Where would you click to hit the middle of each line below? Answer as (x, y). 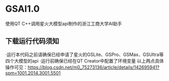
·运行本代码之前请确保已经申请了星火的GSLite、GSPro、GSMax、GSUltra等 (84, 55)
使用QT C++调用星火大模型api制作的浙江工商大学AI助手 (64, 23)
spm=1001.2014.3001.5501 (33, 73)
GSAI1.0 (22, 9)
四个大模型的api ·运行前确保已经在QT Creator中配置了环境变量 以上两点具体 (85, 61)
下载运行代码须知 (32, 41)
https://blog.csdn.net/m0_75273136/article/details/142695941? (94, 67)
